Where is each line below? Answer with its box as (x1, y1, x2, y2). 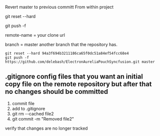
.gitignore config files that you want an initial (5, 73, 143, 81)
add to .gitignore (12, 106, 45, 111)
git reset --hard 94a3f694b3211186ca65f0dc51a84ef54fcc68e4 (5, 51, 129, 56)
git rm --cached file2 (12, 111, 54, 117)
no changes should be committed (5, 88, 108, 96)
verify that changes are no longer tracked (5, 125, 88, 131)
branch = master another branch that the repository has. (5, 42, 118, 47)
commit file (12, 100, 35, 106)
